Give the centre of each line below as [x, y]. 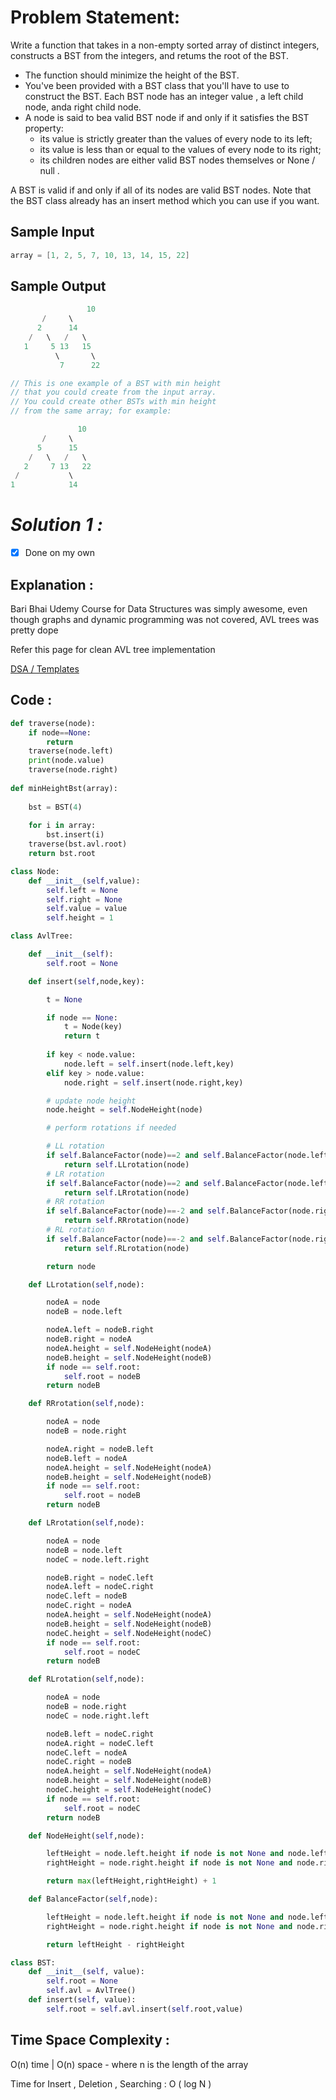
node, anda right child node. [83, 107]
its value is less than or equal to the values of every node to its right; [180, 149]
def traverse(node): [53, 723]
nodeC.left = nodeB [87, 1596]
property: [44, 128]
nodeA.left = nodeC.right [100, 1587]
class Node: [35, 871]
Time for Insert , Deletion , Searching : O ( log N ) [111, 2083]
